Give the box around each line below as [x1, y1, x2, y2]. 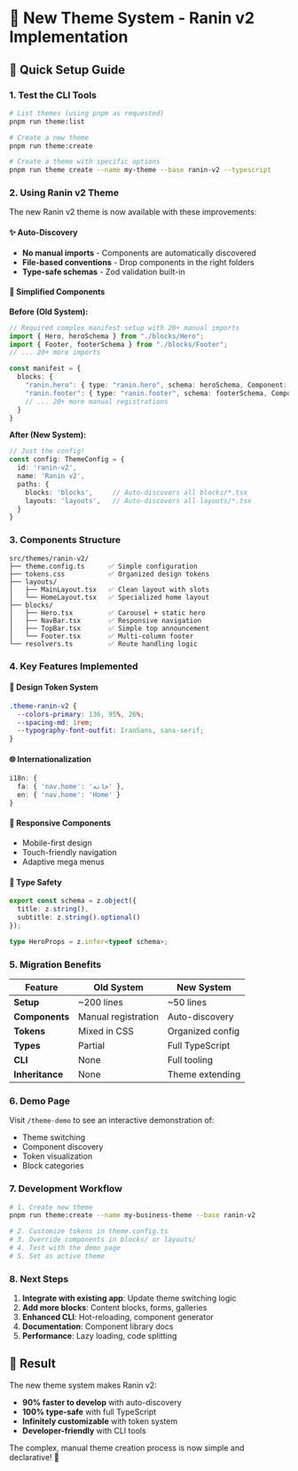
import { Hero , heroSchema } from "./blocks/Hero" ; [9, 332, 204, 341]
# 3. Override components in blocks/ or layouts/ [9, 1235, 197, 1245]
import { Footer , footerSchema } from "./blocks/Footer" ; [9, 340, 228, 349]
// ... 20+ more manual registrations [25, 397, 169, 406]
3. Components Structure [9, 534, 122, 547]
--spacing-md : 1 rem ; [17, 718, 93, 727]
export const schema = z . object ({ [9, 896, 137, 906]
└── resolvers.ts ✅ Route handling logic [9, 639, 198, 649]
